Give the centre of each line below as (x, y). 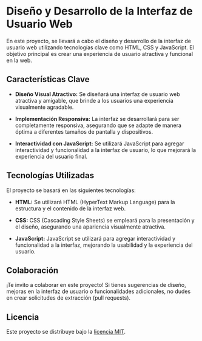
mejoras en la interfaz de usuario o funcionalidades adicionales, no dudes (99, 291)
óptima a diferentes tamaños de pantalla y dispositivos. (84, 131)
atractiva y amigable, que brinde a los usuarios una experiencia (94, 100)
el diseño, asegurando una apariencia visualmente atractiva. (90, 227)
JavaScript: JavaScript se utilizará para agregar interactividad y (95, 238)
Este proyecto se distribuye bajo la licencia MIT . (66, 332)
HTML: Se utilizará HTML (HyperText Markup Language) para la (95, 202)
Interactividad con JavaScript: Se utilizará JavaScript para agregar (99, 143)
